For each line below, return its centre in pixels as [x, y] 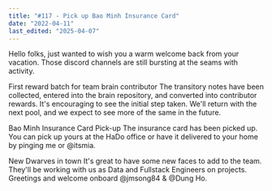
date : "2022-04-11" [41, 23]
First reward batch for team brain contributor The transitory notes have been [136, 87]
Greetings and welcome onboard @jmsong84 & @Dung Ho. [108, 178]
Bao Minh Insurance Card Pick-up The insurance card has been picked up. [133, 128]
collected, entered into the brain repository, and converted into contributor [133, 95]
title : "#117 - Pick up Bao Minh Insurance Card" [94, 16]
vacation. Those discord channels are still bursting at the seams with [123, 62]
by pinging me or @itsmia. [52, 146]
